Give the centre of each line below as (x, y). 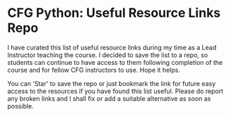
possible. (20, 106)
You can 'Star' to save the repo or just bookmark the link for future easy (112, 83)
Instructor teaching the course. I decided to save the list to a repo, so (108, 55)
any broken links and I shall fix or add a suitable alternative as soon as (109, 98)
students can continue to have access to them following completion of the (115, 62)
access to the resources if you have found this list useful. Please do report (115, 91)
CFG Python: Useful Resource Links (114, 13)
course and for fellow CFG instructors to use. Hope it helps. (94, 70)
